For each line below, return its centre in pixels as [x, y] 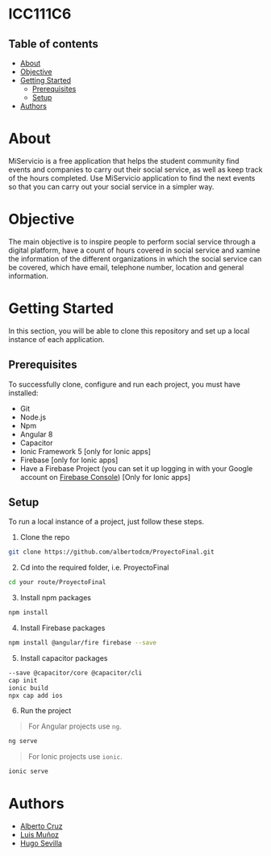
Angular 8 [36, 434]
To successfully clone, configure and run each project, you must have [124, 384]
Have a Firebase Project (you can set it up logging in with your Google [136, 468]
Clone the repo [45, 537]
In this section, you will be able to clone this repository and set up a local [129, 331]
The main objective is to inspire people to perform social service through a [132, 241]
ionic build [28, 688]
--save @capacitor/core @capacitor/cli [75, 673]
